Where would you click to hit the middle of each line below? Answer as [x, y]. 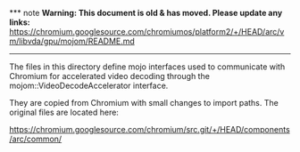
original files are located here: [64, 112]
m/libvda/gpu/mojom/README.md [72, 41]
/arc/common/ [36, 139]
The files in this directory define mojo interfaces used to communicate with [147, 67]
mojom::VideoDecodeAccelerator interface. [89, 85]
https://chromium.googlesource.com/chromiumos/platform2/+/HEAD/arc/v [147, 32]
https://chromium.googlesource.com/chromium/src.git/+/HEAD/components [150, 129]
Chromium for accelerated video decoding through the [109, 76]
